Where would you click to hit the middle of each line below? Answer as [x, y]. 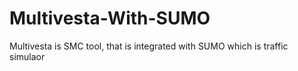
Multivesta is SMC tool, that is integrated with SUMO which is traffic [149, 46]
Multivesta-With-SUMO [110, 18]
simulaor [27, 56]
